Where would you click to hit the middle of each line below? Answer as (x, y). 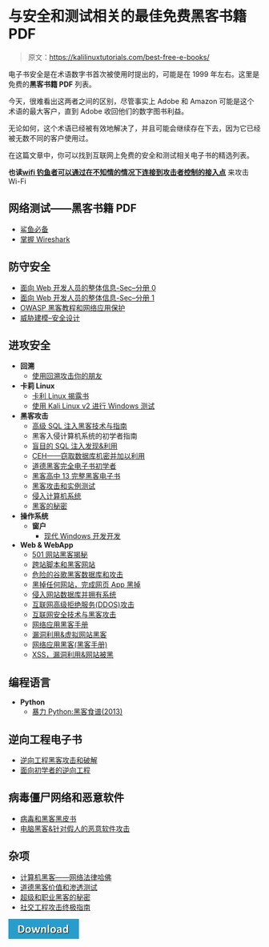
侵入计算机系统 (56, 496)
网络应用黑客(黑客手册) (70, 644)
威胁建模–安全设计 (50, 318)
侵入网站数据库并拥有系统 (74, 595)
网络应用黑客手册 (60, 624)
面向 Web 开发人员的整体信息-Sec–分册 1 (87, 298)
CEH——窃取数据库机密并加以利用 (88, 456)
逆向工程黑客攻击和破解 (58, 760)
